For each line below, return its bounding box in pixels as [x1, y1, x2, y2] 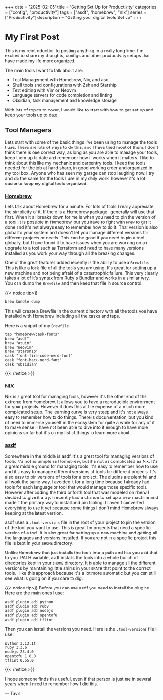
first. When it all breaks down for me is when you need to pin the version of [5, 214, 156, 220]
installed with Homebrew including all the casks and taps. [5, 313, 120, 319]
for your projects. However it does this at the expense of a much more [5, 404, 146, 410]
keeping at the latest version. [5, 510, 63, 516]
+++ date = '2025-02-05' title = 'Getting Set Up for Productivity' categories [5, 4, 157, 10]
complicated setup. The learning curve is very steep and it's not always [5, 409, 148, 415]
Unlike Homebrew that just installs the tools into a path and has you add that [5, 550, 158, 555]
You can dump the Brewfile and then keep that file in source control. [5, 280, 143, 286]
